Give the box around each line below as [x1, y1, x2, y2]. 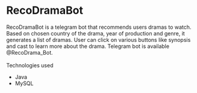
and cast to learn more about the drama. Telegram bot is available [6, 43, 170, 50]
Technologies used [6, 61, 54, 69]
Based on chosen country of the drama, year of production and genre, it [6, 29, 185, 37]
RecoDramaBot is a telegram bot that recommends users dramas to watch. [6, 23, 192, 31]
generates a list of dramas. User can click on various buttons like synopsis [6, 36, 191, 43]
